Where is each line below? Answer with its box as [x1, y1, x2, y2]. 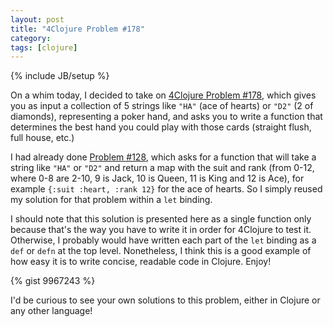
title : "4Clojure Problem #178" [10, 24, 145, 34]
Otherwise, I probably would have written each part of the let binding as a [10, 234, 317, 246]
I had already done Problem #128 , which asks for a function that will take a [10, 151, 317, 163]
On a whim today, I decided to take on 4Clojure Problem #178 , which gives [10, 89, 317, 101]
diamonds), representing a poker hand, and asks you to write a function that [10, 111, 323, 123]
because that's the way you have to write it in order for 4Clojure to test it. [10, 224, 312, 236]
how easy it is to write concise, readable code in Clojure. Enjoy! [10, 256, 272, 268]
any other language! [10, 305, 93, 317]
